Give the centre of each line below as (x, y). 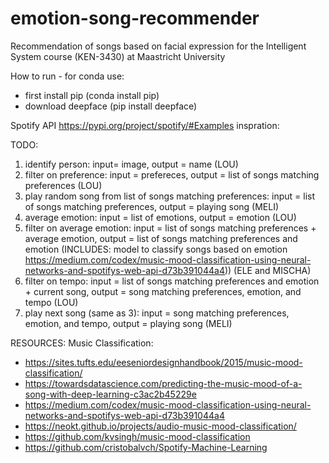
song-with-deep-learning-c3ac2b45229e (110, 394)
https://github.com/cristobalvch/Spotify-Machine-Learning (146, 447)
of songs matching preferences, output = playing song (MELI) (152, 206)
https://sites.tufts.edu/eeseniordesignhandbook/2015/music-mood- (163, 362)
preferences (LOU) (63, 185)
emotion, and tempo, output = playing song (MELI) (128, 323)
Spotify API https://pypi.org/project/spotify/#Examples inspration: (145, 125)
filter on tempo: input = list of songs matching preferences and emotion (172, 281)
